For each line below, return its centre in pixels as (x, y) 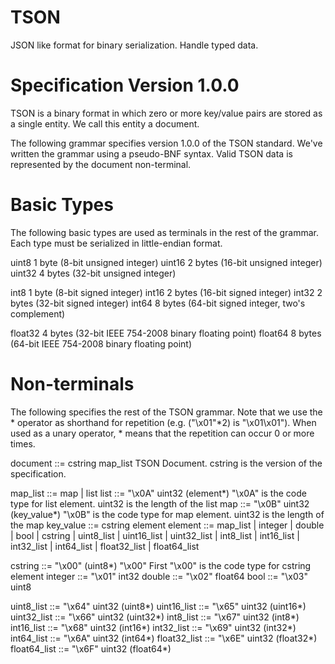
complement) (38, 313)
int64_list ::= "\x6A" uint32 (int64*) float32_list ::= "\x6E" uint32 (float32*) (164, 638)
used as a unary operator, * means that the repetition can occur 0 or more (162, 433)
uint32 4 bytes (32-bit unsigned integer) (93, 273)
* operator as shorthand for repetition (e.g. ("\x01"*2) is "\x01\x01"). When (163, 422)
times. (23, 443)
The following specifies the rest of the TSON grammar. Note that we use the (166, 412)
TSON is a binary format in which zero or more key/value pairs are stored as (166, 113)
